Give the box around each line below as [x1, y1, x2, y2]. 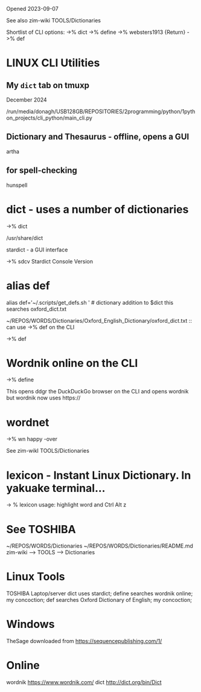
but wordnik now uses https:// [6, 394, 81, 401]
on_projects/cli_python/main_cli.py [6, 114, 92, 121]
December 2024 [6, 96, 47, 103]
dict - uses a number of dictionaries [6, 202, 189, 216]
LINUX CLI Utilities [6, 56, 100, 70]
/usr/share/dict [6, 234, 43, 241]
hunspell [6, 181, 28, 189]
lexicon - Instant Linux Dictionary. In [6, 468, 191, 482]
